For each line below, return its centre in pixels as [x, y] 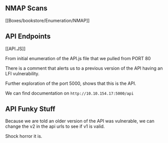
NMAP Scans [26, 8]
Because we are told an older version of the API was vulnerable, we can [80, 121]
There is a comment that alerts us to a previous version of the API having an [84, 68]
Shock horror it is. [24, 136]
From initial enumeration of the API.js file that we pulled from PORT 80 [78, 58]
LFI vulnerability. [22, 73]
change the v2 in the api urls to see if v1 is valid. [55, 126]
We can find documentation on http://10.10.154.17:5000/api [69, 93]
